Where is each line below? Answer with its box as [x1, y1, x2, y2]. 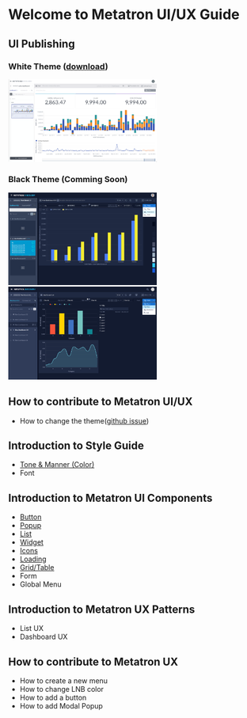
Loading [19, 554, 47, 564]
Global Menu [19, 579, 62, 589]
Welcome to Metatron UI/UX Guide [8, 6, 240, 24]
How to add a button [19, 693, 87, 702]
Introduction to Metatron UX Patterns [8, 602, 196, 616]
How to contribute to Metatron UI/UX [8, 395, 193, 408]
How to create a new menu [19, 675, 108, 686]
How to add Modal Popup [19, 701, 103, 710]
